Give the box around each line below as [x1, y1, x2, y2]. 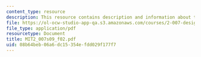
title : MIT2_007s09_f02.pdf [6, 36, 77, 42]
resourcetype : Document [6, 31, 66, 37]
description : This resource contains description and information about [6, 14, 191, 20]
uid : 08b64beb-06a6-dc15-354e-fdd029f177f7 [6, 42, 117, 48]
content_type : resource [6, 8, 66, 15]
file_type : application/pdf [6, 25, 77, 31]
